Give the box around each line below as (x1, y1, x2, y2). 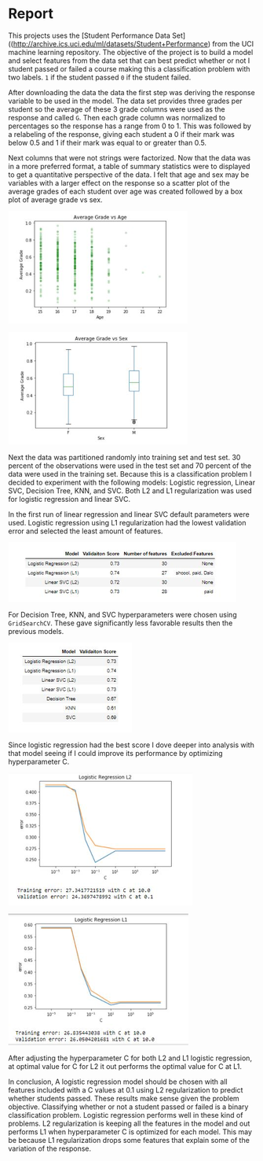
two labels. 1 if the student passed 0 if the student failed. (8, 72, 192, 82)
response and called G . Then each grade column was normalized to (8, 112, 226, 122)
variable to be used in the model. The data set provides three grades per (8, 96, 243, 105)
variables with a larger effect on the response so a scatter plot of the (8, 178, 230, 187)
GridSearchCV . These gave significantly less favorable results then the (8, 618, 233, 628)
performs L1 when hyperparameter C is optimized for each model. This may (8, 1126, 253, 1137)
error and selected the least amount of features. (8, 526, 163, 536)
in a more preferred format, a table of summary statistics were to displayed (8, 161, 250, 171)
